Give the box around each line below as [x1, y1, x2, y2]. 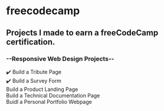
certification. [6, 37, 55, 47]
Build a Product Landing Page [6, 86, 78, 93]
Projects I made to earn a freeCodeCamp [6, 28, 159, 38]
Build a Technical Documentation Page [6, 92, 100, 99]
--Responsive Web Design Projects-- [6, 54, 114, 63]
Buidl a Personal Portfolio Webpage [6, 98, 93, 105]
